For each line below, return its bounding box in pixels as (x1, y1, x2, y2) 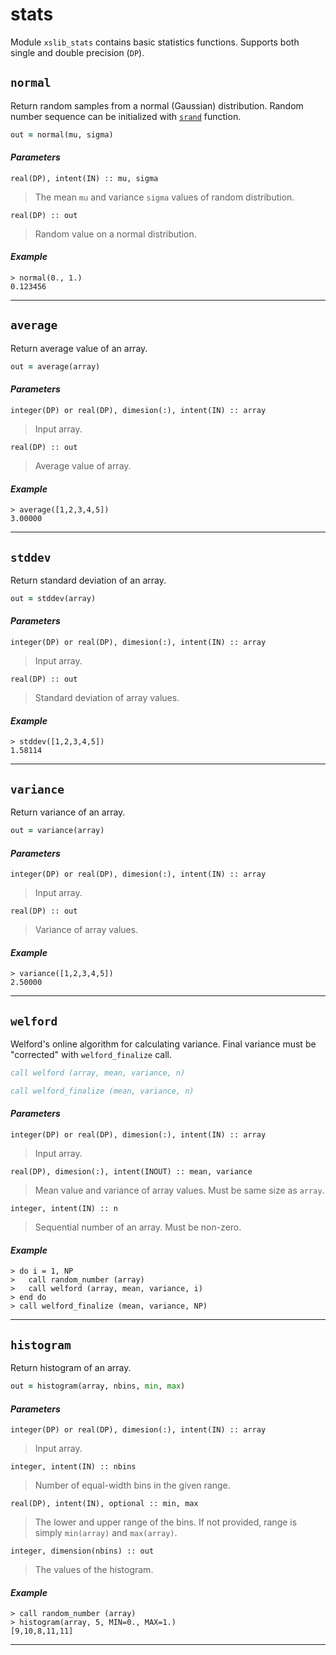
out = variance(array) (10, 826, 105, 836)
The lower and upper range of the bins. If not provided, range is (34, 1516, 298, 1528)
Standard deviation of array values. (34, 692, 180, 704)
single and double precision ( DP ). (10, 46, 145, 58)
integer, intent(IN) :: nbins (10, 1462, 137, 1472)
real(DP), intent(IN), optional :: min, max (10, 1499, 199, 1509)
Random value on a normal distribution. (34, 228, 197, 240)
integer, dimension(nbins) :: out (10, 1546, 155, 1557)
